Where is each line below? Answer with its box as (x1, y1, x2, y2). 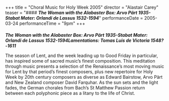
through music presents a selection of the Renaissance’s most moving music (5, 63, 164, 69)
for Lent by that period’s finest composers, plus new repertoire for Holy (5, 68, 153, 75)
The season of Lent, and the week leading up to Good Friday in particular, (5, 53, 158, 59)
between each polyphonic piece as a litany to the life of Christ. (5, 90, 135, 96)
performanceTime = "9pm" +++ (19, 20, 86, 26)
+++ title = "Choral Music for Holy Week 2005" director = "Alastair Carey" (5, 5, 159, 10)
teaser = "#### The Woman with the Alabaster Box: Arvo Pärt (5, 10, 138, 16)
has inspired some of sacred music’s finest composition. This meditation (5, 58, 155, 64)
